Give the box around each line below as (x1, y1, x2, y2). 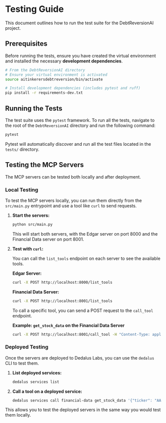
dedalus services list (12, 379, 59, 384)
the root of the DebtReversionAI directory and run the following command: (5, 122, 156, 128)
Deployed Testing (5, 344, 49, 351)
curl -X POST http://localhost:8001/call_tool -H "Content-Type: (12, 332, 150, 337)
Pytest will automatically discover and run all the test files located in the (5, 141, 151, 147)
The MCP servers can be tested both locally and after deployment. (5, 174, 141, 180)
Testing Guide (5, 3, 64, 15)
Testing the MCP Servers (5, 161, 84, 169)
